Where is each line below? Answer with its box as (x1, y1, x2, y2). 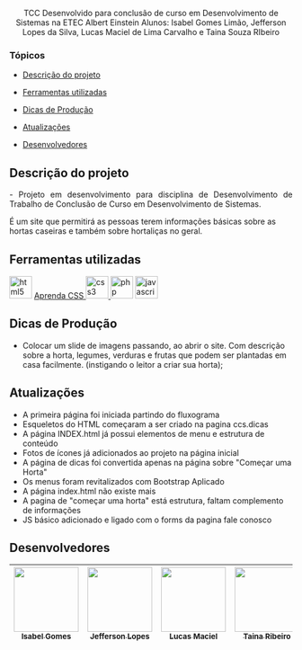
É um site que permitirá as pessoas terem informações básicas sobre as (9, 216, 277, 227)
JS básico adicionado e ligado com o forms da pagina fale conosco (22, 514, 272, 525)
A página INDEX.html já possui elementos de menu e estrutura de (22, 428, 265, 439)
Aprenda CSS (33, 289, 84, 300)
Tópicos (9, 49, 46, 61)
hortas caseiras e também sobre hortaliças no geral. (9, 226, 203, 236)
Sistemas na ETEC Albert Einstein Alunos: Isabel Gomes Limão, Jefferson (15, 17, 287, 28)
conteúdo (22, 438, 58, 449)
